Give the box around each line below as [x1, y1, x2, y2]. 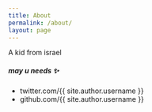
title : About [8, 11, 51, 20]
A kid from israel [8, 48, 62, 58]
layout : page [8, 26, 51, 34]
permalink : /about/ [8, 19, 73, 27]
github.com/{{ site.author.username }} [19, 95, 145, 104]
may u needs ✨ [8, 65, 59, 75]
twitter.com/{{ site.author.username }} [19, 86, 144, 95]
